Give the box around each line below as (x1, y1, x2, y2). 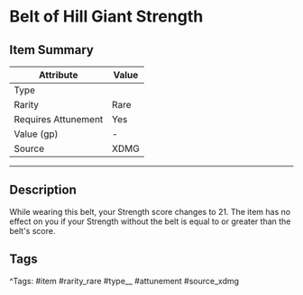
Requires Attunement (14, 113, 104, 125)
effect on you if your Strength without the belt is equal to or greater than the (9, 216, 291, 227)
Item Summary (9, 42, 95, 58)
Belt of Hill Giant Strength (9, 6, 204, 27)
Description (9, 183, 77, 198)
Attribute (39, 69, 78, 81)
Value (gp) (14, 128, 59, 140)
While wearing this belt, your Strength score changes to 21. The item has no (9, 206, 291, 217)
